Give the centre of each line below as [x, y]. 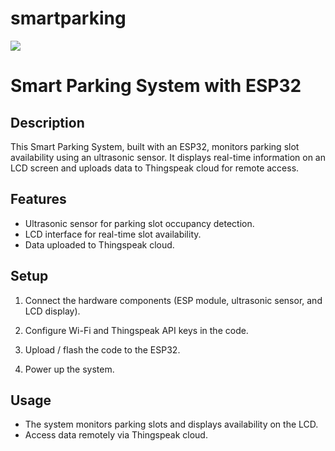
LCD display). [52, 311]
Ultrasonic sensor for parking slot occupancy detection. [139, 223]
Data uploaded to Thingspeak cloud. [99, 244]
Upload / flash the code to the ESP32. [102, 349]
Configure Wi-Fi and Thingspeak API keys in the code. [136, 330]
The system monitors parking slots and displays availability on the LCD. [171, 424]
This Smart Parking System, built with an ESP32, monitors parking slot [155, 146]
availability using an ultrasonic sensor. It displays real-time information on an [168, 157]
